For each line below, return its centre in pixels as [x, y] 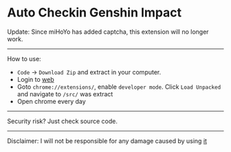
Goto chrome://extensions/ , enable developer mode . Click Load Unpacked [119, 87]
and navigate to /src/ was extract [65, 94]
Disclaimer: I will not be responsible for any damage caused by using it [107, 141]
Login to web [36, 79]
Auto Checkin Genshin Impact [95, 13]
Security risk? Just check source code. [63, 121]
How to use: [24, 58]
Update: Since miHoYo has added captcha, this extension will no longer [108, 32]
